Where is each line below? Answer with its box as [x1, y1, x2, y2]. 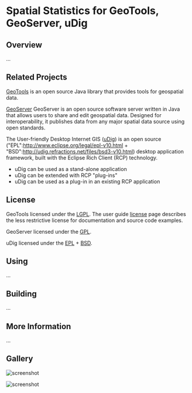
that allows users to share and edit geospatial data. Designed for [6, 111, 162, 118]
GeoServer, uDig [6, 16, 88, 30]
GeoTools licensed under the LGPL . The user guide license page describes [6, 210, 186, 217]
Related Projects [6, 72, 67, 83]
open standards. [6, 124, 46, 131]
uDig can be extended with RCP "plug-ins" [14, 172, 118, 179]
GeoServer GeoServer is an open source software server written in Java [6, 105, 180, 112]
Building [6, 289, 37, 299]
